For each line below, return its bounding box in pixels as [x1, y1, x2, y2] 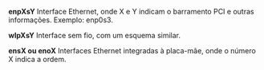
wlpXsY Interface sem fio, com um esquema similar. [8, 31, 181, 40]
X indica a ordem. [8, 55, 67, 64]
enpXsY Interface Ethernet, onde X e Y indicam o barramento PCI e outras [8, 7, 254, 16]
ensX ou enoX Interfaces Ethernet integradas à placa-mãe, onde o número [8, 46, 257, 55]
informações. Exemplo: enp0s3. [8, 15, 114, 25]
